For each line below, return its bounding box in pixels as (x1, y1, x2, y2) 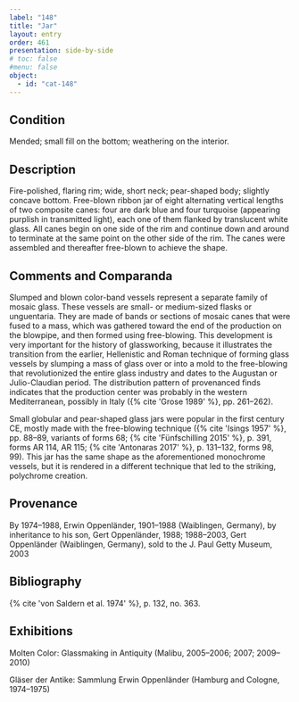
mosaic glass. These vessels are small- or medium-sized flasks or (9, 301, 253, 312)
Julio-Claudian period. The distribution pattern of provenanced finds (9, 377, 262, 388)
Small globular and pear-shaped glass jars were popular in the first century (9, 414, 285, 425)
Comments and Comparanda (9, 268, 173, 284)
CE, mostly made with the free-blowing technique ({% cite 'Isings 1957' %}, (9, 423, 287, 434)
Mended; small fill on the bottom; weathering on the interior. (9, 136, 229, 147)
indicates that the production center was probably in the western (9, 387, 248, 398)
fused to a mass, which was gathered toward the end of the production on (9, 320, 283, 331)
